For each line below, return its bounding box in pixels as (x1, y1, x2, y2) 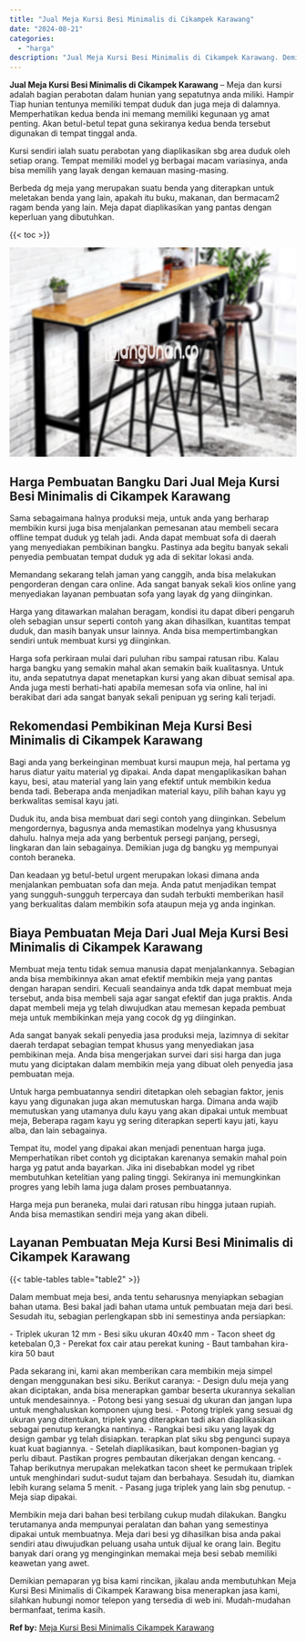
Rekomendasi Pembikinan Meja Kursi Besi (9, 718, 252, 733)
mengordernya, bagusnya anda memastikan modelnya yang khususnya (9, 823, 278, 834)
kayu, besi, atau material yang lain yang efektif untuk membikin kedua (9, 776, 271, 787)
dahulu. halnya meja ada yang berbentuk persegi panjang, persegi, (9, 833, 260, 844)
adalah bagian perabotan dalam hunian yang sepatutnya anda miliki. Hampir (9, 89, 294, 100)
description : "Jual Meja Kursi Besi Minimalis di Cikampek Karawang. (9, 53, 280, 63)
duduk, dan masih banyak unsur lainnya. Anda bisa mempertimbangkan (9, 626, 278, 637)
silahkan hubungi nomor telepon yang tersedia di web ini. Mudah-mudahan (9, 1595, 291, 1606)
